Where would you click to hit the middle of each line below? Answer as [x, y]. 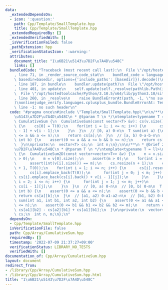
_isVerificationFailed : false [41, 42]
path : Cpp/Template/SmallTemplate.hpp [54, 24]
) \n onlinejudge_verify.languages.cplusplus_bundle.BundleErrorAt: [85, 103]
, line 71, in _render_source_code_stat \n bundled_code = [79, 75]
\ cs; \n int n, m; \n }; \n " [42, 214]
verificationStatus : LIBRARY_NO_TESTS [50, 247]
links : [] [24, 65]
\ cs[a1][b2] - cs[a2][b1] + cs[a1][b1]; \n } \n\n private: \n [79, 210]
